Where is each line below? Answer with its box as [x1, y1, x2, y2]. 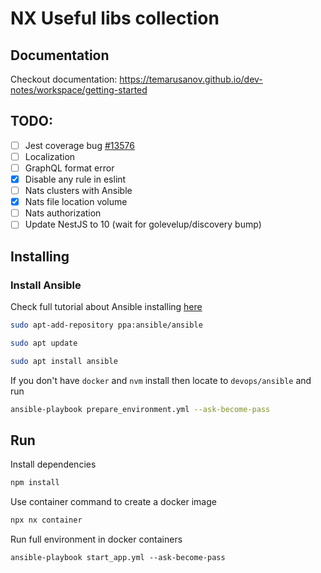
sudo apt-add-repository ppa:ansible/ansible [10, 320, 203, 330]
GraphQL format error [24, 162, 115, 174]
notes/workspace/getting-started [10, 84, 148, 96]
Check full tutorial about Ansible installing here [10, 301, 203, 312]
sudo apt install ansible [10, 356, 118, 366]
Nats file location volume [24, 196, 128, 208]
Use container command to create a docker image [10, 496, 217, 508]
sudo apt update [10, 338, 78, 348]
